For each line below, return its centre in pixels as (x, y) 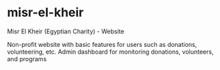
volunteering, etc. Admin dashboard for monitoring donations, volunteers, (110, 52)
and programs (27, 58)
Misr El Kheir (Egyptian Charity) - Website (66, 31)
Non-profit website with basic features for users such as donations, (102, 44)
